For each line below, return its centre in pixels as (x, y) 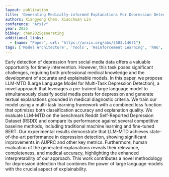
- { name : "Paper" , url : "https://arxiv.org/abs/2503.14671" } (75, 43)
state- (155, 131)
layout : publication (27, 10)
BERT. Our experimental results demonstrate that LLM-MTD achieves (77, 131)
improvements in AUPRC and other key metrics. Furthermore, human (76, 142)
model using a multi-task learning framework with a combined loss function (83, 104)
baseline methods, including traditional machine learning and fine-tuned (80, 126)
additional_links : (24, 38)
